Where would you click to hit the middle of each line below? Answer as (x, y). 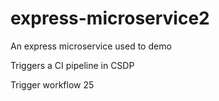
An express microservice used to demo (91, 46)
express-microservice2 (110, 18)
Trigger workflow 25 (52, 84)
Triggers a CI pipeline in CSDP (72, 65)
